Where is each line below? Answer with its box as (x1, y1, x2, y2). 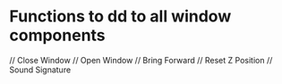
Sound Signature (9, 64, 72, 75)
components (9, 25, 106, 46)
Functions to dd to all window (9, 6, 232, 27)
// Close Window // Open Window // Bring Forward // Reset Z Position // (9, 55, 273, 65)
